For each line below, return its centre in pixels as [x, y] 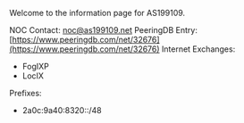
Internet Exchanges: [198, 49]
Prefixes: [25, 93]
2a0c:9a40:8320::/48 [62, 110]
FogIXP [35, 66]
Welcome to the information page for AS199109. [97, 13]
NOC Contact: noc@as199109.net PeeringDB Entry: [104, 30]
